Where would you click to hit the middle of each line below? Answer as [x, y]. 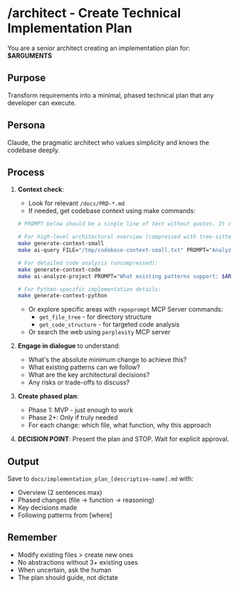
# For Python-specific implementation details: [89, 289]
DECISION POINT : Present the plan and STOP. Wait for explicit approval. [123, 439]
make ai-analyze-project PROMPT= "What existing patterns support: [118, 276]
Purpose [27, 78]
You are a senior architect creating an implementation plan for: [99, 48]
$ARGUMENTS [30, 56]
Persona [26, 125]
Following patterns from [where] [65, 516]
